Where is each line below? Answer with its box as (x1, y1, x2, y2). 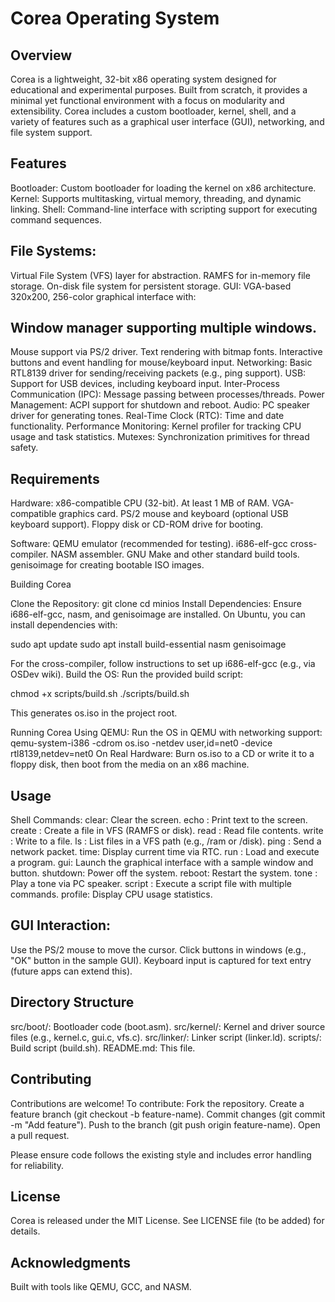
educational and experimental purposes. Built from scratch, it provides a (10, 84, 308, 96)
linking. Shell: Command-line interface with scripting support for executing (10, 203, 318, 215)
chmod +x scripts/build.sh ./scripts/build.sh (10, 688, 190, 700)
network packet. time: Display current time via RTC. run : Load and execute (10, 846, 320, 858)
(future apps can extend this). (10, 965, 133, 977)
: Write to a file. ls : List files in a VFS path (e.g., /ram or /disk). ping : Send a (10, 835, 322, 847)
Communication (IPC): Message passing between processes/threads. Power (10, 388, 325, 401)
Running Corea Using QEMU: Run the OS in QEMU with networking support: (10, 727, 323, 739)
